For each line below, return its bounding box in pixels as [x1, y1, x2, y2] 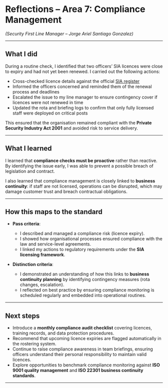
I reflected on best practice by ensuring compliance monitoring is [19, 287, 154, 293]
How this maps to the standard [5, 207, 102, 216]
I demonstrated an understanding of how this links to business [19, 271, 149, 277]
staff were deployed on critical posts [12, 110, 88, 116]
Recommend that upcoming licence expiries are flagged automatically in [12, 335, 161, 341]
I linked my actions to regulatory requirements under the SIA [19, 246, 144, 252]
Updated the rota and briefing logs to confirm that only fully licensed [12, 104, 154, 110]
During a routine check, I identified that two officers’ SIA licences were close [5, 63, 163, 69]
